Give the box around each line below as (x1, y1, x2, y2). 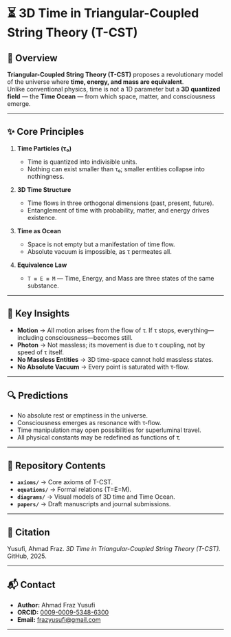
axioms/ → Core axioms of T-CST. (16, 478, 113, 486)
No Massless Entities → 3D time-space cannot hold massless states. (16, 355, 214, 363)
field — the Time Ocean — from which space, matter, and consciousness (7, 92, 216, 100)
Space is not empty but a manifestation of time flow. (27, 240, 175, 248)
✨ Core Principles (7, 126, 85, 138)
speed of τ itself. (16, 348, 64, 356)
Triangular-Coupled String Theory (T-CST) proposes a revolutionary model (7, 70, 223, 78)
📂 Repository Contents (7, 460, 107, 471)
